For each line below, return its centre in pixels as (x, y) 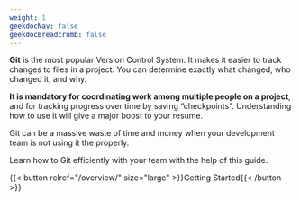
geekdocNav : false (44, 26)
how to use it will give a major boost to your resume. (106, 116)
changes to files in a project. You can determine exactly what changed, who (150, 69)
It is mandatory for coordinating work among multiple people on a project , (150, 96)
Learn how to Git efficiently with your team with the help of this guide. (139, 160)
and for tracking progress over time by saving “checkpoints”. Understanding (150, 106)
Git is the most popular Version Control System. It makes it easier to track (145, 60)
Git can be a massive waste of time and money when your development (142, 133)
